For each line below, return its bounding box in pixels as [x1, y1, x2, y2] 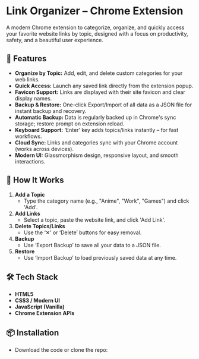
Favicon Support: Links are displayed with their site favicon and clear [14, 88, 185, 96]
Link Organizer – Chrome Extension [6, 4, 184, 18]
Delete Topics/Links [14, 222, 65, 229]
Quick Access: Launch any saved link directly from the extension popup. [14, 82, 194, 89]
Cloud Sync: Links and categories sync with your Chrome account [14, 138, 178, 146]
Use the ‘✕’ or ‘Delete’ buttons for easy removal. [23, 229, 142, 236]
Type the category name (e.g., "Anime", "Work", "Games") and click [23, 197, 189, 204]
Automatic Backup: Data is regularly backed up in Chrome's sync [14, 114, 176, 121]
